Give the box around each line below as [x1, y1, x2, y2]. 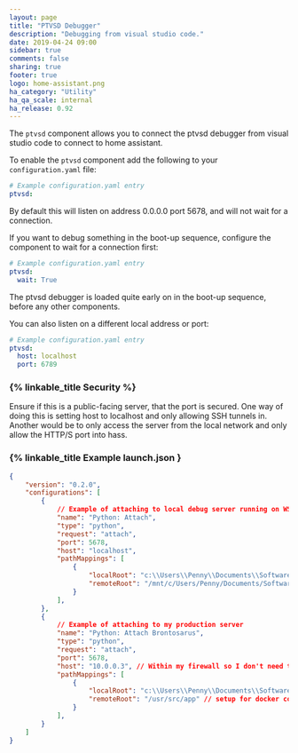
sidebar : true [9, 46, 62, 55]
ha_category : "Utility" [9, 87, 98, 96]
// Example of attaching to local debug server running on [56, 505, 279, 514]
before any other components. [9, 301, 121, 312]
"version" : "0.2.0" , [25, 480, 101, 489]
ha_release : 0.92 [9, 104, 74, 113]
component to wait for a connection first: [9, 242, 159, 252]
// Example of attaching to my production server [56, 621, 244, 630]
